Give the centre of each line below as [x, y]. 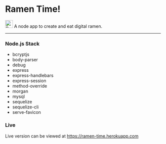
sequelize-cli [25, 107]
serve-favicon [26, 112]
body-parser [25, 60]
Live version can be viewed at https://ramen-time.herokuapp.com [72, 136]
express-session [29, 81]
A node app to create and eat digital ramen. [58, 26]
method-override [30, 86]
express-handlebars [33, 76]
